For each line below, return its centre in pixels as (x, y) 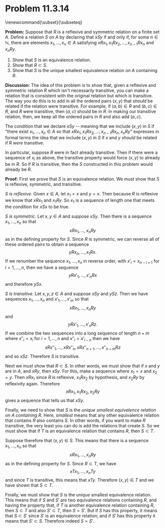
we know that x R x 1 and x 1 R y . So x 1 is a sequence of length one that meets (80, 201)
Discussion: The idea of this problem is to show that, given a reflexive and (81, 85)
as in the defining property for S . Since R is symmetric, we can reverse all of (82, 239)
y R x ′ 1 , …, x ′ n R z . (83, 325)
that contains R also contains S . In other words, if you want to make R (75, 420)
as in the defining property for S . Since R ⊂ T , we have (61, 463)
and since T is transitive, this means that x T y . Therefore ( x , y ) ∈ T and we (80, 480)
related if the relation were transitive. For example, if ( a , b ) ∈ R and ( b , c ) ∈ (81, 106)
